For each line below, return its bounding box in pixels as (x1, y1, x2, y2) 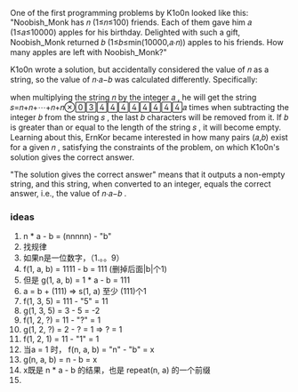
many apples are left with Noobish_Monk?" (10, 47, 167, 57)
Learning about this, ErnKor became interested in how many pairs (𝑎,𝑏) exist (10, 132, 288, 142)
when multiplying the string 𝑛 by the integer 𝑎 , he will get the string (10, 92, 257, 102)
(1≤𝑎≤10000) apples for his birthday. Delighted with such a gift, (10, 27, 241, 37)
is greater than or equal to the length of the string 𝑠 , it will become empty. (10, 122, 281, 132)
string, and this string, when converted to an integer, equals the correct (10, 179, 271, 189)
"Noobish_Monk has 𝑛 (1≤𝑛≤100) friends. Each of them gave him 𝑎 (10, 17, 253, 28)
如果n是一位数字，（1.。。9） (22, 252, 125, 263)
